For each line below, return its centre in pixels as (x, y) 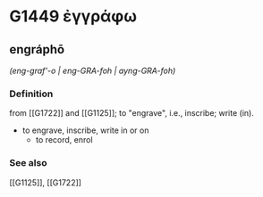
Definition (31, 94)
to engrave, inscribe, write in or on (85, 130)
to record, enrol (64, 140)
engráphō (37, 49)
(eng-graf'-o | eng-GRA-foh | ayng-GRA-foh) (93, 70)
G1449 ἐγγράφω (73, 16)
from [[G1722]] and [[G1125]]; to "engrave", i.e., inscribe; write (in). (132, 113)
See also (28, 163)
